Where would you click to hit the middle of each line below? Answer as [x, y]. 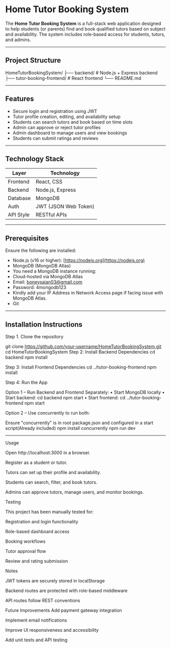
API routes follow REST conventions [43, 600]
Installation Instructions [44, 324]
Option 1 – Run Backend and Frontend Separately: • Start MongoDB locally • [85, 392]
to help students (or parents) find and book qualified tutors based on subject [85, 28]
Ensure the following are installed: [41, 251]
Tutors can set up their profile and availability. [53, 472]
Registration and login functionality [42, 522]
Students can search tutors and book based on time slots [73, 122]
